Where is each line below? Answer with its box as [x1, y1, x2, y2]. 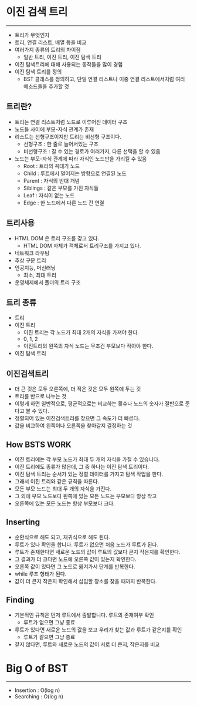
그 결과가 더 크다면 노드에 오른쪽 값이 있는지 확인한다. [14, 556, 137, 563]
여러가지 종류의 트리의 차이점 [14, 46, 81, 53]
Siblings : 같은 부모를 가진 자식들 [23, 184, 99, 191]
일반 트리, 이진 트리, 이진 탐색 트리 [23, 53, 101, 60]
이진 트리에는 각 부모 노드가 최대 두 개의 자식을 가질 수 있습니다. [14, 456, 160, 463]
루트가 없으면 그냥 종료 [23, 618, 76, 626]
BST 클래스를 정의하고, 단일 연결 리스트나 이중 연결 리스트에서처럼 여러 [23, 75, 185, 82]
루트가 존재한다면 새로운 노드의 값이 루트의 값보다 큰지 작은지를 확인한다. [14, 548, 181, 555]
